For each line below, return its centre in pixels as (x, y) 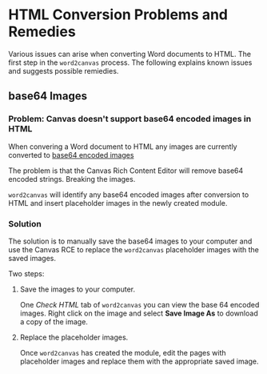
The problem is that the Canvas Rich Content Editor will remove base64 (126, 171)
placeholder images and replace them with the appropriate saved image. (139, 361)
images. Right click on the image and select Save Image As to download (139, 313)
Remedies (42, 32)
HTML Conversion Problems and (118, 15)
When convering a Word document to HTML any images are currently (123, 147)
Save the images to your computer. (78, 289)
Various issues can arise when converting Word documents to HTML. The (130, 54)
